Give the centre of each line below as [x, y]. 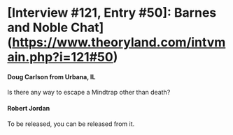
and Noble [38, 27]
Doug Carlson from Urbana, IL [51, 77]
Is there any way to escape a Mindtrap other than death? [89, 93]
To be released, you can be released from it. [71, 124]
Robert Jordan [29, 108]
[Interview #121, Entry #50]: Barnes [112, 13]
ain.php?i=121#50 [60, 57]
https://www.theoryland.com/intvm [119, 42]
